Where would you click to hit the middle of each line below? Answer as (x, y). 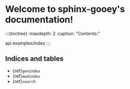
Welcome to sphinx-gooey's (65, 9)
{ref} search (24, 81)
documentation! (39, 20)
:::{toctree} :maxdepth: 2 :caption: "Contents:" (52, 33)
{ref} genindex (26, 71)
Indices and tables (34, 59)
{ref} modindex (26, 76)
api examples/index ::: (28, 43)
